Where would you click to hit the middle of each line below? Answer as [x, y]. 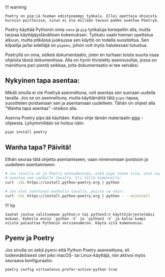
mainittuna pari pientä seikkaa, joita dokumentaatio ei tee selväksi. [72, 65]
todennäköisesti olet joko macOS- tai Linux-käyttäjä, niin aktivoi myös [75, 255]
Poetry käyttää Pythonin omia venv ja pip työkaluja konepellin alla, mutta [78, 30]
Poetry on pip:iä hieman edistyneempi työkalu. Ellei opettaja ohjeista [81, 16]
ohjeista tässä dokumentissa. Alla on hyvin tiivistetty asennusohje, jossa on [81, 60]
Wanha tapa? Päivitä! [38, 147]
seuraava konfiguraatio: [29, 260]
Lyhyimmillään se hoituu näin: [55, 123]
